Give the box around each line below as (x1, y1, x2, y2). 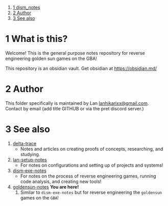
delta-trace (12, 140, 37, 146)
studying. (20, 151, 40, 157)
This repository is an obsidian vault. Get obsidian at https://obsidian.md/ (5, 65, 157, 71)
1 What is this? (5, 33, 68, 45)
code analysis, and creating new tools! (20, 178, 102, 185)
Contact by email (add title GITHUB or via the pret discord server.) (5, 105, 144, 111)
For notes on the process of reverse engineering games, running (20, 173, 157, 179)
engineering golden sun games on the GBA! (5, 55, 97, 61)
